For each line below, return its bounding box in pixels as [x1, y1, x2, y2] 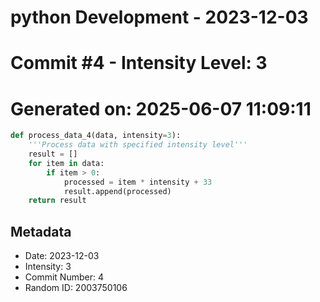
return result [28, 196, 87, 206]
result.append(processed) [63, 186, 172, 196]
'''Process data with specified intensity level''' [28, 140, 248, 150]
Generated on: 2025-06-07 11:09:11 [10, 97, 312, 120]
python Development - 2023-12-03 [10, 6, 309, 29]
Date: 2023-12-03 [24, 250, 100, 262]
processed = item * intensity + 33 [63, 177, 213, 187]
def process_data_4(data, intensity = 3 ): [10, 131, 182, 141]
